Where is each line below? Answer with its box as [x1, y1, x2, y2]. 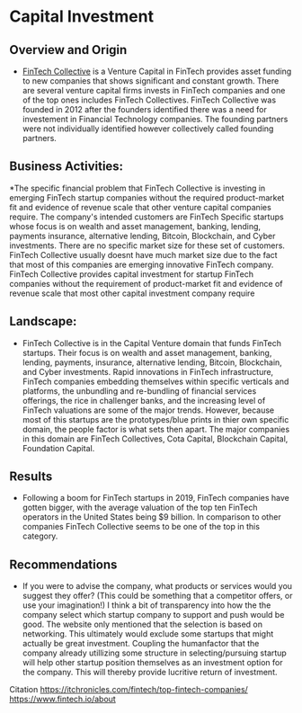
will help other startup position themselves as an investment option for [22, 657, 283, 668]
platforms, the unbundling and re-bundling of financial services [22, 385, 257, 397]
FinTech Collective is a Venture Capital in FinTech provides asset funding [22, 66, 292, 76]
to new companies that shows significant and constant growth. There [22, 76, 280, 86]
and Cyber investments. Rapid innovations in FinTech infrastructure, [22, 366, 274, 377]
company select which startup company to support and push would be [22, 610, 285, 620]
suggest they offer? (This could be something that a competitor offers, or [22, 591, 293, 602]
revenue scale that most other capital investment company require [9, 288, 255, 299]
